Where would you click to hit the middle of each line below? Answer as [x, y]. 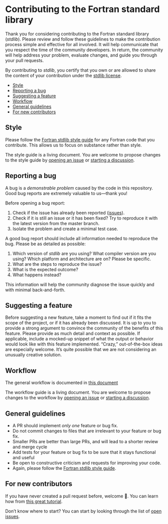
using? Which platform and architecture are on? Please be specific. [82, 259]
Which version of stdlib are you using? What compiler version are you [84, 253]
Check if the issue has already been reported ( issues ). [68, 213]
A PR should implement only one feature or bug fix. [65, 425]
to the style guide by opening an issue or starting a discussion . [70, 160]
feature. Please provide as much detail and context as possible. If [73, 333]
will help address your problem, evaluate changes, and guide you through [81, 55]
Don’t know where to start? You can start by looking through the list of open [83, 511]
